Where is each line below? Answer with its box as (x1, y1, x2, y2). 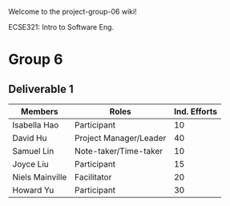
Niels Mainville (12, 172, 67, 183)
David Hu (12, 132, 47, 143)
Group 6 (8, 50, 63, 69)
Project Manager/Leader (75, 132, 167, 143)
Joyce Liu (12, 159, 50, 169)
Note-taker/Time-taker (75, 146, 163, 156)
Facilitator (75, 172, 112, 183)
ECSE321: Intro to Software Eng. (8, 22, 115, 31)
